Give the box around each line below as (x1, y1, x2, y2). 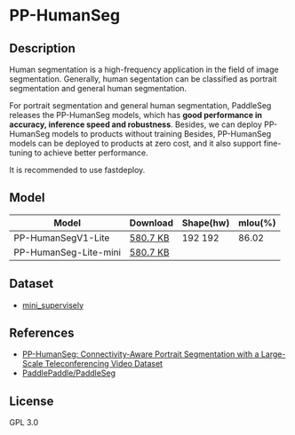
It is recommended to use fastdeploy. (9, 165, 146, 175)
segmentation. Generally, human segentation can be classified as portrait (9, 74, 277, 84)
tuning (9, 147, 33, 158)
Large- (260, 349, 286, 360)
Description (9, 41, 76, 56)
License (9, 393, 54, 408)
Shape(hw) (181, 217, 230, 229)
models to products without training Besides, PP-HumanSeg (52, 129, 272, 138)
